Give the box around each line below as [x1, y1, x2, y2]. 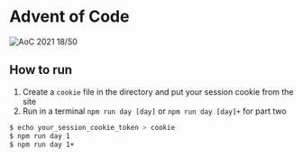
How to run [9, 62, 73, 78]
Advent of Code [9, 6, 130, 27]
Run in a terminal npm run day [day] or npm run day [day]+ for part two [22, 106, 287, 116]
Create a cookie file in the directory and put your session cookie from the [22, 86, 294, 97]
